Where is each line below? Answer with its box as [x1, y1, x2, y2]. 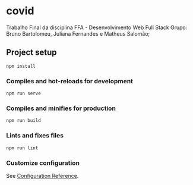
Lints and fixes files [6, 131, 64, 140]
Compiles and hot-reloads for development [6, 77, 134, 85]
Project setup [6, 48, 58, 58]
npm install [6, 63, 36, 69]
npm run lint [6, 145, 39, 151]
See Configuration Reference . [6, 172, 79, 179]
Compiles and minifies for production [6, 104, 116, 112]
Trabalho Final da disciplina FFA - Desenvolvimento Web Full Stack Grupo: [6, 24, 188, 31]
